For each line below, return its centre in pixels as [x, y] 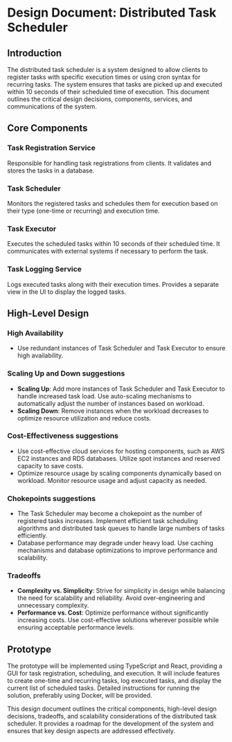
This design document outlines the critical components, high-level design [112, 709]
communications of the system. [52, 106]
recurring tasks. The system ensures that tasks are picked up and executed [115, 84]
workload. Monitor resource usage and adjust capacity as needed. [112, 480]
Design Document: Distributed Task [112, 13]
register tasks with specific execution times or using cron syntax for [104, 77]
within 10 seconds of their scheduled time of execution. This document [108, 92]
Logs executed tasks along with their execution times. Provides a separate [113, 284]
